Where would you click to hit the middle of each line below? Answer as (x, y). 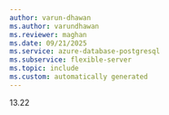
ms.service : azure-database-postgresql (85, 52)
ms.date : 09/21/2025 (49, 43)
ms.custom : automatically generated (79, 77)
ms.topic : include (44, 69)
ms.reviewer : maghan (49, 34)
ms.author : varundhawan (55, 26)
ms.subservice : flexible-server (70, 60)
